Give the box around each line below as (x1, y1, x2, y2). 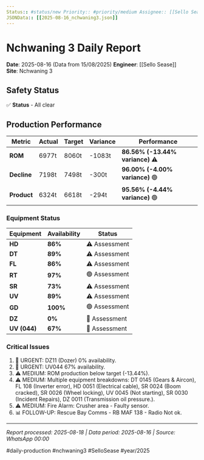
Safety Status (6, 85, 59, 95)
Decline (9, 170, 32, 179)
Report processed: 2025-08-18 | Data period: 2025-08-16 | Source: (6, 428, 176, 436)
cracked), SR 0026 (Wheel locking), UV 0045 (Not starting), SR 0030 (15, 389, 188, 396)
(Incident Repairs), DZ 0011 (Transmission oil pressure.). (15, 395, 155, 403)
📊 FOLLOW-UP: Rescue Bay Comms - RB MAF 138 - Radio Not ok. (15, 409, 182, 416)
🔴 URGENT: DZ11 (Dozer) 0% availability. (15, 356, 117, 364)
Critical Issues (6, 342, 50, 351)
